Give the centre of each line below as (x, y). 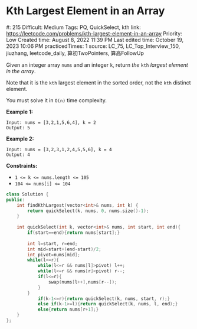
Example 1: (20, 112)
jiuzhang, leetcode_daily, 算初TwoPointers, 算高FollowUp (75, 53)
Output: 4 (18, 155)
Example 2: (20, 139)
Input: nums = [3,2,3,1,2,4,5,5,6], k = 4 (59, 149)
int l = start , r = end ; (52, 243)
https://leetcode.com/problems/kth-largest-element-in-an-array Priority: (94, 33)
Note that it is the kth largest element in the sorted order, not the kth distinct (98, 82)
